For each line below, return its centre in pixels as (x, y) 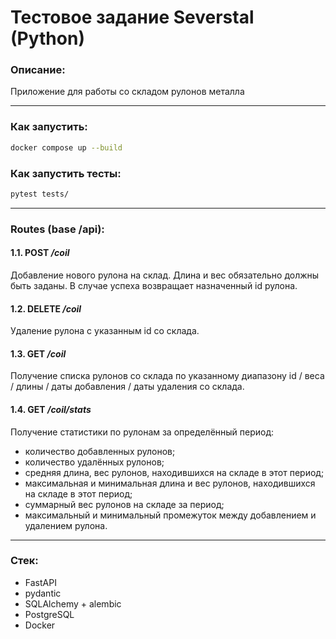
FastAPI (40, 582)
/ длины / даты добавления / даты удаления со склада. (127, 387)
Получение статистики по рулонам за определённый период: (142, 432)
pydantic (43, 593)
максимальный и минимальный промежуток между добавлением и (170, 515)
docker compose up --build (66, 147)
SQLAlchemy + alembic (73, 603)
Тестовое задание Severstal (132, 17)
